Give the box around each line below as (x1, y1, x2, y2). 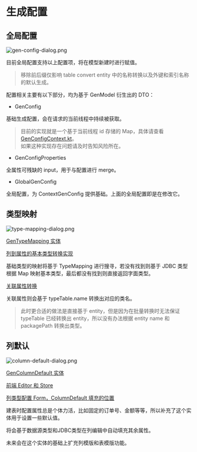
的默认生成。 (20, 79, 52, 85)
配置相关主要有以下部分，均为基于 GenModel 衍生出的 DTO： (6, 91, 155, 98)
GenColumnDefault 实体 (6, 369, 65, 376)
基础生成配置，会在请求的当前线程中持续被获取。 (6, 116, 125, 122)
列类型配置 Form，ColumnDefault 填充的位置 (6, 394, 115, 401)
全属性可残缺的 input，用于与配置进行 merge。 (6, 166, 119, 173)
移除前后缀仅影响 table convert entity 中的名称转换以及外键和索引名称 (20, 71, 189, 78)
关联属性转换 (6, 282, 37, 289)
